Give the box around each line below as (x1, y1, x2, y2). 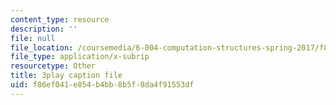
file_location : (10, 42, 74, 53)
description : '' (10, 24, 78, 34)
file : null (10, 33, 56, 43)
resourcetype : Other (10, 61, 97, 71)
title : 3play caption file (10, 71, 123, 81)
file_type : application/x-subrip (10, 52, 150, 62)
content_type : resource (10, 14, 110, 25)
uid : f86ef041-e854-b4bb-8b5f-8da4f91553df (10, 80, 195, 90)
